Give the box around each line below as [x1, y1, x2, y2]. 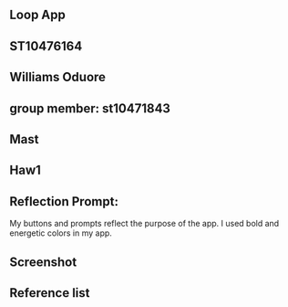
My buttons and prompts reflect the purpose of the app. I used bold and [9, 218, 280, 229]
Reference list [9, 285, 90, 301]
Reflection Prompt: [9, 194, 118, 209]
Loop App [9, 7, 66, 23]
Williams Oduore [9, 69, 107, 85]
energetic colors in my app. [9, 228, 112, 238]
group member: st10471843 [9, 101, 171, 116]
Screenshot [9, 254, 77, 270]
